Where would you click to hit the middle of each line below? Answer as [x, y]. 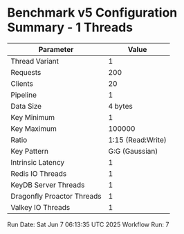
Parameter [56, 49]
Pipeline [24, 95]
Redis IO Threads [39, 173]
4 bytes [120, 106]
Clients [22, 83]
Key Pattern [29, 151]
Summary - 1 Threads [70, 27]
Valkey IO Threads [40, 207]
